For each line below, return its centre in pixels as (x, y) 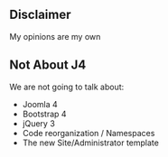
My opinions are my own (55, 36)
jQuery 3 (39, 123)
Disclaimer (40, 15)
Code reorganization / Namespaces (89, 133)
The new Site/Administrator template (91, 143)
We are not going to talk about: (67, 87)
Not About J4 (48, 65)
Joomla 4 (40, 104)
